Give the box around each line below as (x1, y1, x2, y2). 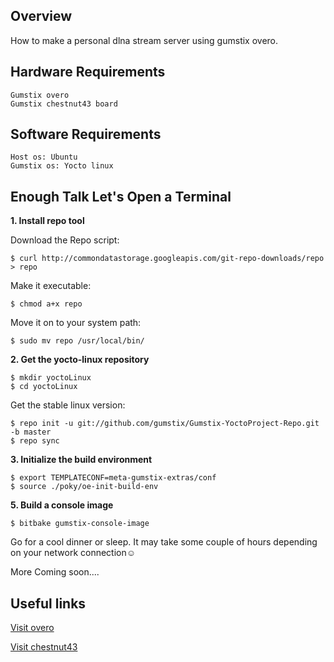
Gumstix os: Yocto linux (10, 161, 114, 171)
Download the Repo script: (10, 234, 120, 246)
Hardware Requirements (10, 64, 166, 81)
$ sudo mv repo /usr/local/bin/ (10, 336, 145, 346)
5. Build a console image (10, 499, 114, 511)
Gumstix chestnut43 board (10, 99, 118, 109)
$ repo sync (10, 436, 60, 446)
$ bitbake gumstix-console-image (10, 519, 150, 529)
